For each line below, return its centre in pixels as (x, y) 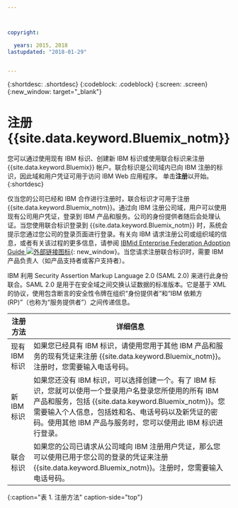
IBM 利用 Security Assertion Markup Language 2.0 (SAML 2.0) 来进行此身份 (118, 276)
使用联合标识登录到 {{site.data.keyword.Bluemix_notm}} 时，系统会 (130, 225)
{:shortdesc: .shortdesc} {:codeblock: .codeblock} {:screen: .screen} (108, 84)
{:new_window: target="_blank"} (55, 92)
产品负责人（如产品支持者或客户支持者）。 (68, 261)
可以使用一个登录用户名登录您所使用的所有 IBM (140, 391)
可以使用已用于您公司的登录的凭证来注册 (101, 457)
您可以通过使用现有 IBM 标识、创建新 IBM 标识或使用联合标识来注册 (106, 158)
